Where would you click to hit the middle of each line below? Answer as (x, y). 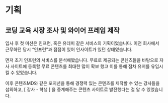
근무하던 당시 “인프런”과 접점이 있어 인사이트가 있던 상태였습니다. (69, 49)
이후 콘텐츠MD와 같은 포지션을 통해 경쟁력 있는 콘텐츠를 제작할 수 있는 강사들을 (82, 83)
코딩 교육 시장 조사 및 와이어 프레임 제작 (62, 30)
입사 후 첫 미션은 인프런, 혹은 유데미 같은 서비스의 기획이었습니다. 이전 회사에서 (82, 43)
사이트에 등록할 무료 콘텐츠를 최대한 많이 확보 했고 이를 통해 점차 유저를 (80, 66)
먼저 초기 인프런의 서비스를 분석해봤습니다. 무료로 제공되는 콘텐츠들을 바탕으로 (82, 60)
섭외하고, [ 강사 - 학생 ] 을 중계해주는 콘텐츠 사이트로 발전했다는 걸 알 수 (75, 89)
